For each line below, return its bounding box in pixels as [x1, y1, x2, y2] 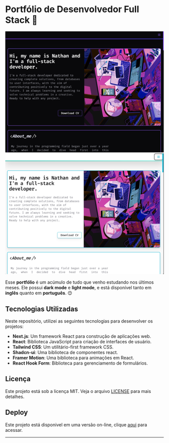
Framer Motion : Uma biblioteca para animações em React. [12, 355, 134, 361]
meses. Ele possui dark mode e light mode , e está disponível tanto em [5, 285, 152, 291]
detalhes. [5, 393, 25, 400]
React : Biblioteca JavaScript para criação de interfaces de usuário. [12, 339, 152, 345]
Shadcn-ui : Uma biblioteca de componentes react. [12, 349, 118, 356]
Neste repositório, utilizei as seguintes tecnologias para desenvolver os [5, 318, 153, 324]
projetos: [5, 324, 24, 330]
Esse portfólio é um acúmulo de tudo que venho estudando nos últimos [5, 279, 154, 285]
